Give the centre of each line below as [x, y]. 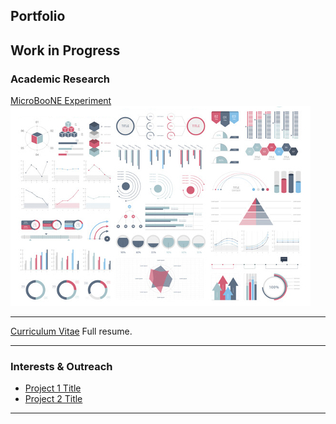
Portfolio [38, 16]
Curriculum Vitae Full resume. [71, 331]
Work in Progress [65, 50]
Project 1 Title [53, 388]
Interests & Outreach [61, 366]
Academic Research [60, 79]
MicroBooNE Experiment [61, 101]
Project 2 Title [53, 399]
